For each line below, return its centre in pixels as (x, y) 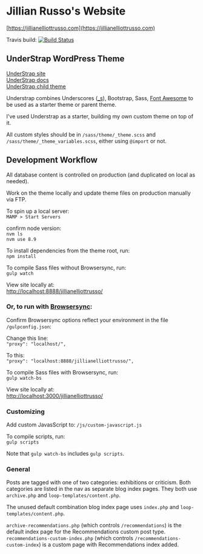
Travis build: (22, 39)
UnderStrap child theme (36, 86)
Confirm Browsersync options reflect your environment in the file (87, 320)
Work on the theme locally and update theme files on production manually (98, 193)
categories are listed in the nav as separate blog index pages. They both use (102, 489)
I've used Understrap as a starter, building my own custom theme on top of (100, 116)
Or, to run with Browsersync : (49, 306)
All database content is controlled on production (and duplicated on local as (101, 175)
